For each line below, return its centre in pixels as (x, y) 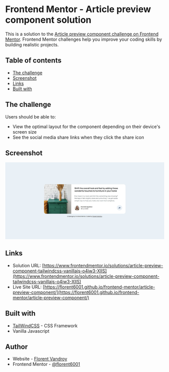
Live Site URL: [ (29, 287)
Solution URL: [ (28, 265)
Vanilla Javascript (31, 331)
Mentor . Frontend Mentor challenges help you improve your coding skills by (84, 39)
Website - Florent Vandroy (40, 359)
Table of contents (33, 61)
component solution (48, 20)
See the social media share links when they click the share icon (78, 137)
